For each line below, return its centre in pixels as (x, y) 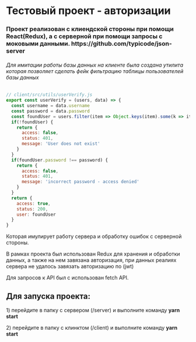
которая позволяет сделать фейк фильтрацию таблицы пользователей (95, 71)
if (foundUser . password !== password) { (60, 160)
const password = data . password (51, 111)
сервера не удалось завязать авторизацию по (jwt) (70, 267)
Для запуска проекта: (48, 296)
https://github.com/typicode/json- (121, 44)
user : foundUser (36, 215)
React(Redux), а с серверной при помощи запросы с (84, 36)
